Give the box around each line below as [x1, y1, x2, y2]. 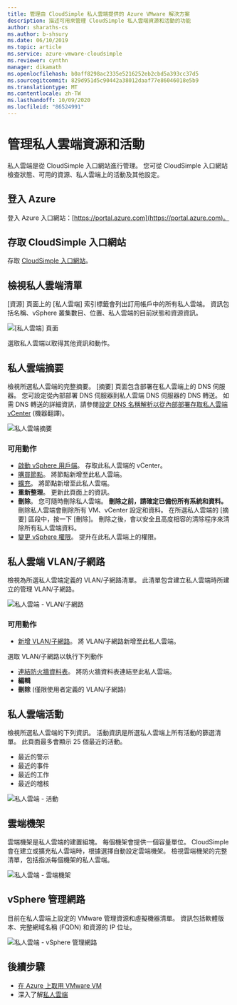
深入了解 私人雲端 [17, 990, 68, 999]
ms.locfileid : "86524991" [7, 103, 84, 111]
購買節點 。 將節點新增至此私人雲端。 [17, 470, 126, 479]
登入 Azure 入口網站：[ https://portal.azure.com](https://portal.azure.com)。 [7, 213, 230, 222]
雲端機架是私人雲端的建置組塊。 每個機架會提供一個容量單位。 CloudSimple [7, 838, 229, 847]
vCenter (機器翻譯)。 [7, 409, 69, 418]
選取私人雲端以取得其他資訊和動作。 [7, 339, 114, 348]
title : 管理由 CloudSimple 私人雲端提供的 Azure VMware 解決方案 [7, 10, 190, 18]
